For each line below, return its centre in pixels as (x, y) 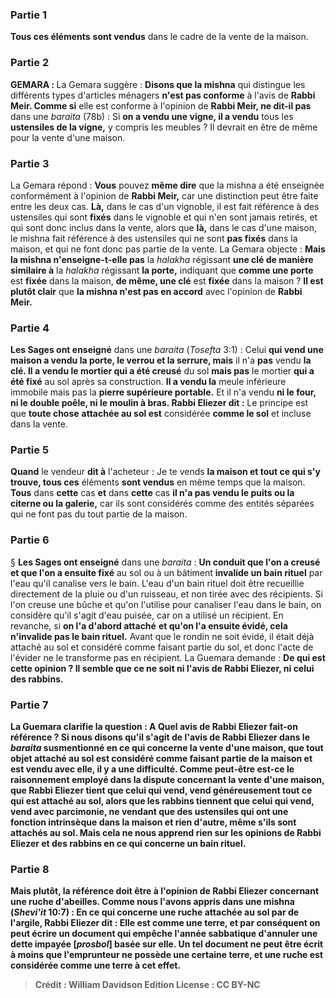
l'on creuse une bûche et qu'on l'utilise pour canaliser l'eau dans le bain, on (166, 604)
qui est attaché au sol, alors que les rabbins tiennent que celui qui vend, (162, 801)
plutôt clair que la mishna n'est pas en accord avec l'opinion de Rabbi (156, 291)
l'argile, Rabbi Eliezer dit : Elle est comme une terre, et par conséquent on (165, 923)
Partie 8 (30, 869)
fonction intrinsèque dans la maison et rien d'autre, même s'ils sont (153, 822)
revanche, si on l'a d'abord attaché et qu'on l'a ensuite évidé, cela (149, 625)
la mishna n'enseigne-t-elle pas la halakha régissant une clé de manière (162, 259)
